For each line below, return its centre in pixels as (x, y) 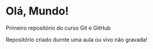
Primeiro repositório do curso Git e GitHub (58, 28)
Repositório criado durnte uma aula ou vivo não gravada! (76, 39)
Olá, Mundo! (37, 11)
